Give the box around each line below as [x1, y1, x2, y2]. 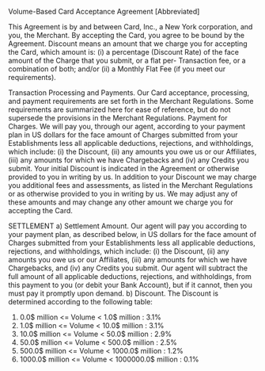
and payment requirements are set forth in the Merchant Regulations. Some [8, 97, 254, 105]
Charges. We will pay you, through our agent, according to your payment [8, 122, 246, 131]
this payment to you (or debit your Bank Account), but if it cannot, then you [8, 281, 253, 289]
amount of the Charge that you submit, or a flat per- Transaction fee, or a [8, 55, 247, 65]
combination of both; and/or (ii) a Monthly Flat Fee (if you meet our [8, 64, 226, 74]
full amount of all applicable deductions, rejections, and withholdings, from [8, 272, 252, 281]
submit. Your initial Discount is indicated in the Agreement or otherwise [8, 164, 240, 173]
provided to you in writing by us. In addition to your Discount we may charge [8, 172, 257, 182]
